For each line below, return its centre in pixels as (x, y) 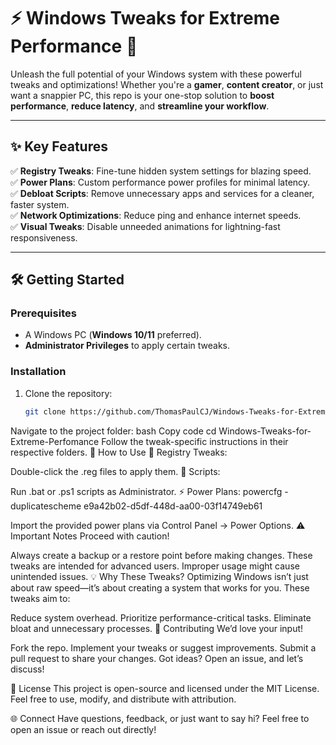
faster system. (40, 204)
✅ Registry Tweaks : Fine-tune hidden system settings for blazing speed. (161, 171)
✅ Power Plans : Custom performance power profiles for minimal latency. (160, 182)
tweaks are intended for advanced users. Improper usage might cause (155, 566)
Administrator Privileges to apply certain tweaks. (127, 346)
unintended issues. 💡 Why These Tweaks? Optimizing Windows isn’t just (159, 576)
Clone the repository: (68, 393)
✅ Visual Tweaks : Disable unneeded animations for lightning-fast (145, 226)
